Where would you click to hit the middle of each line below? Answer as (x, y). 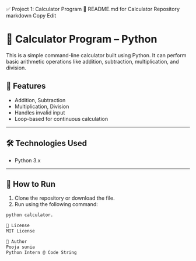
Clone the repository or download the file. (64, 198)
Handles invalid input (40, 112)
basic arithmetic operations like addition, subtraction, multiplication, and (92, 61)
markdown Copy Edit (31, 15)
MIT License (20, 231)
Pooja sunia (20, 247)
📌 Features (26, 86)
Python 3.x (27, 160)
